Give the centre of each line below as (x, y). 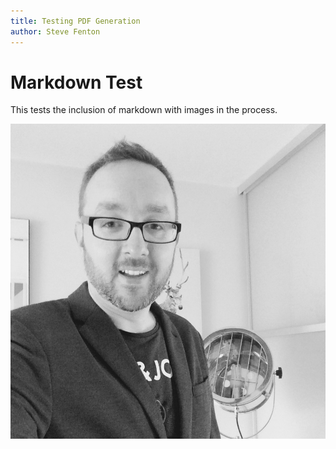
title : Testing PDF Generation (75, 21)
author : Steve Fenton (55, 31)
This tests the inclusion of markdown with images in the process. (144, 110)
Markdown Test (76, 82)
